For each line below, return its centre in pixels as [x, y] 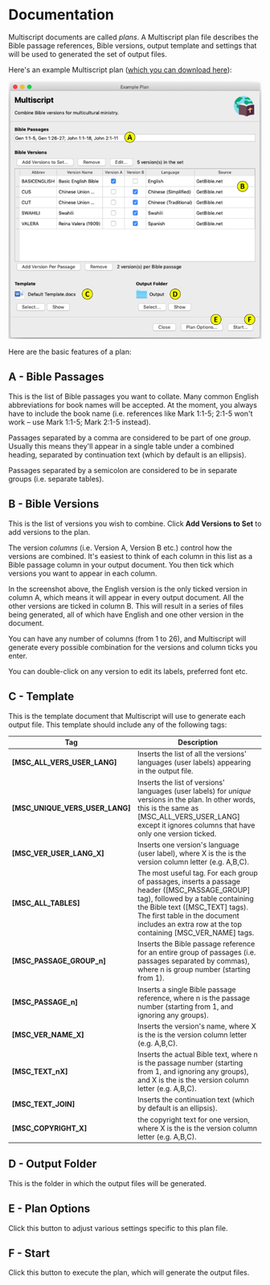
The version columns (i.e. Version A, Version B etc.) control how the [121, 548]
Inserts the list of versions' [181, 782]
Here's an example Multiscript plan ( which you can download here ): [120, 69]
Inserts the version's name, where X [197, 1026]
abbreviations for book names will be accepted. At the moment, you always [133, 404]
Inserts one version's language [188, 844]
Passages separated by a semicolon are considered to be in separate [123, 470]
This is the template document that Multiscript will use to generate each [127, 716]
